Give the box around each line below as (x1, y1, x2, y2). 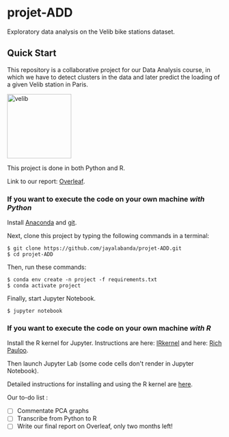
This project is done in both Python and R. (7, 163, 125, 172)
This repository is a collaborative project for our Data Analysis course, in (7, 65, 211, 73)
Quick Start (7, 47, 57, 59)
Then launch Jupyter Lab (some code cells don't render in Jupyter (7, 359, 194, 368)
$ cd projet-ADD (7, 251, 53, 258)
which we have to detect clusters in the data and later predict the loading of (7, 73, 220, 81)
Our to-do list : (7, 393, 49, 402)
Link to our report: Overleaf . (7, 177, 85, 185)
